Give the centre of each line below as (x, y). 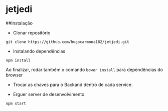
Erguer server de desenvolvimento (49, 94)
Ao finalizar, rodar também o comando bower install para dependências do (85, 69)
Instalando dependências (39, 51)
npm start (16, 103)
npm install (18, 60)
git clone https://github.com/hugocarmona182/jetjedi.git (67, 42)
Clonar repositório (32, 32)
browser (14, 75)
